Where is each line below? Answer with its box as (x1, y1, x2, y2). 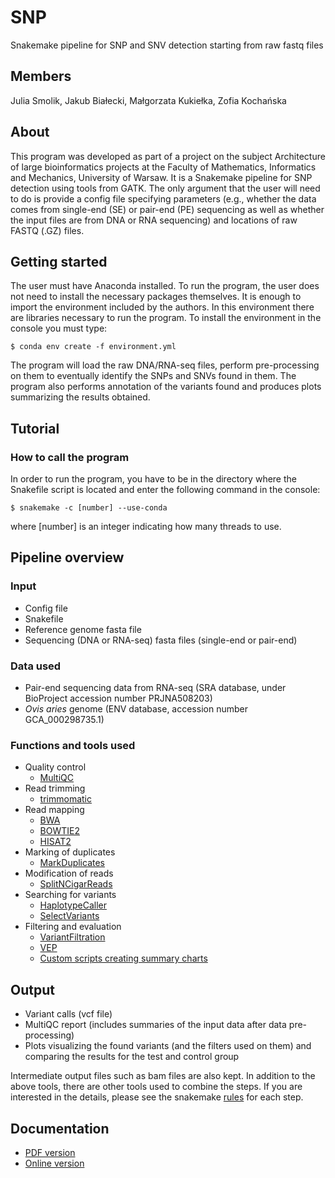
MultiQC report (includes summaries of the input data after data (24, 1019, 287, 1031)
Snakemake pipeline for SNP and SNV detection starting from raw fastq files (10, 39, 324, 51)
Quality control (24, 761, 87, 773)
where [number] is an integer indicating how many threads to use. (10, 521, 282, 533)
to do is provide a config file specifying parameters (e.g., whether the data (10, 192, 317, 205)
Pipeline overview (10, 549, 125, 566)
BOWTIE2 (39, 825, 81, 837)
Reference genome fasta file (24, 623, 142, 635)
